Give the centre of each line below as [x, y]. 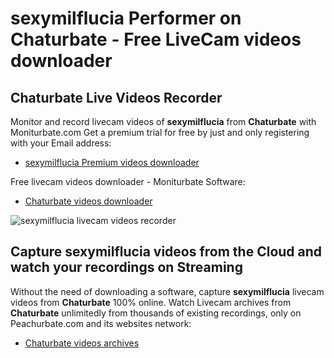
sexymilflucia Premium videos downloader [112, 162]
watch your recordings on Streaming [126, 267]
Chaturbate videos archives [82, 343]
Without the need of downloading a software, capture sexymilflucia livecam [167, 291]
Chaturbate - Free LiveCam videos [156, 39]
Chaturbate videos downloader [88, 201]
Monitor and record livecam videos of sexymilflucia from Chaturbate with [163, 121]
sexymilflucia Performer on [126, 18]
